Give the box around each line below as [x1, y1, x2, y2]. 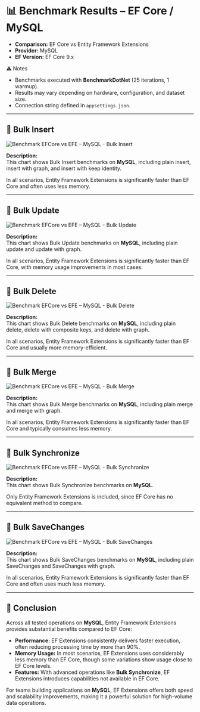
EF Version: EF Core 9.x [14, 53, 74, 60]
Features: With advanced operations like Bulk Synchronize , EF [14, 668, 170, 676]
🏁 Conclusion [6, 603, 57, 614]
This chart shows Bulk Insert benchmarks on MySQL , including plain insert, [6, 158, 191, 165]
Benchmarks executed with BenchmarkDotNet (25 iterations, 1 [14, 76, 170, 83]
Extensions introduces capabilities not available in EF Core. [14, 674, 160, 682]
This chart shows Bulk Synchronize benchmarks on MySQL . [6, 482, 154, 488]
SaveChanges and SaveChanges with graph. [6, 562, 116, 569]
